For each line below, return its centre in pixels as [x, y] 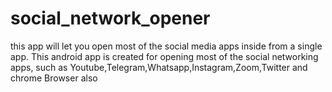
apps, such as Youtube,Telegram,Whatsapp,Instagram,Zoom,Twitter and [159, 67]
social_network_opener [110, 18]
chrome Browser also [54, 78]
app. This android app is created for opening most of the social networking [164, 56]
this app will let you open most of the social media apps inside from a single [166, 46]
